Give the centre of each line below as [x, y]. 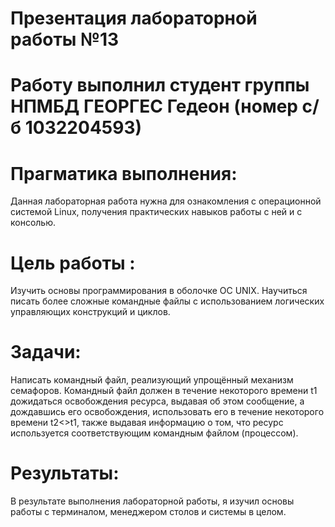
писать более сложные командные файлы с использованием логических [167, 301]
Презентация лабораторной [134, 18]
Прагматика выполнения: [124, 173]
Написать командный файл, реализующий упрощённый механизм [152, 380]
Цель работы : [73, 263]
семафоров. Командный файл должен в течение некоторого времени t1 [164, 391]
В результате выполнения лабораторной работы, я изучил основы [152, 501]
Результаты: [65, 473]
